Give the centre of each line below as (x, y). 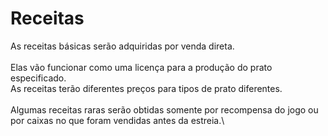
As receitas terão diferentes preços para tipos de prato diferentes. (146, 88)
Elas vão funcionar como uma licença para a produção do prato (141, 67)
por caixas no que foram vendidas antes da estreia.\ (117, 120)
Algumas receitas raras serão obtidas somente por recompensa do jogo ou (164, 109)
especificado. (38, 78)
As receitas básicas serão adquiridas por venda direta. (122, 46)
